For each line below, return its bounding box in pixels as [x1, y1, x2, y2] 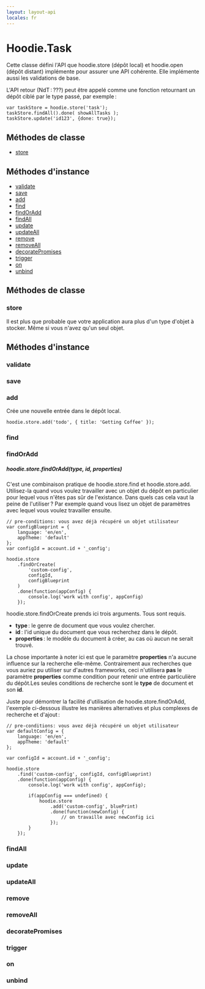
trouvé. [15, 641, 34, 649]
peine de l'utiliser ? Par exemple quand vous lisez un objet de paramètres [6, 500, 191, 507]
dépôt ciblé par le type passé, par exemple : [6, 93, 117, 100]
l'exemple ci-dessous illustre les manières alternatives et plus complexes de [6, 705, 198, 712]
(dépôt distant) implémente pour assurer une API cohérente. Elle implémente [6, 68, 199, 76]
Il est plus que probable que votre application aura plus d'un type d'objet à [6, 318, 195, 325]
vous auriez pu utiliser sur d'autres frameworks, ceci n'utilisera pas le [6, 666, 182, 674]
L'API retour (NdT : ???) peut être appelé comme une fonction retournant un [6, 87, 196, 94]
